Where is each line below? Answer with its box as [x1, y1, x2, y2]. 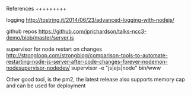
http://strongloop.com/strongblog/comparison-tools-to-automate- [6, 52, 168, 58]
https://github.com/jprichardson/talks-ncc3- [38, 28, 147, 35]
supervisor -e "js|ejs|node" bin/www [71, 64, 161, 71]
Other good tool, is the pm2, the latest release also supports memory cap [6, 76, 185, 83]
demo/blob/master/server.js [6, 34, 74, 41]
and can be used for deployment [6, 82, 86, 89]
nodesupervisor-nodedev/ [6, 64, 70, 71]
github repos [6, 28, 37, 35]
